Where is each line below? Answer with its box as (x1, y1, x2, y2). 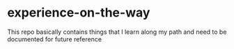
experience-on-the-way (7, 5, 150, 21)
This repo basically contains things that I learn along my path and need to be (7, 28, 227, 36)
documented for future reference (7, 35, 102, 43)
